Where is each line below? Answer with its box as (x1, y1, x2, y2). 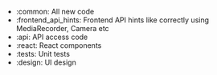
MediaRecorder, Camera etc (15, 24, 110, 33)
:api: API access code (15, 32, 88, 41)
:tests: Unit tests (15, 49, 71, 58)
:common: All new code (15, 7, 95, 16)
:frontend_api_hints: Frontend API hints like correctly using (15, 15, 210, 25)
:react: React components (15, 41, 102, 50)
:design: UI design (15, 57, 76, 67)
